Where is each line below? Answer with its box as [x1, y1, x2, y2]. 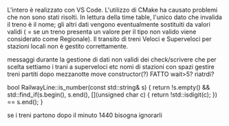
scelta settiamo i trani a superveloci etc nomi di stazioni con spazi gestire [7, 63, 215, 71]
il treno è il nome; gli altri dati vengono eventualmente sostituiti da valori [7, 21, 211, 28]
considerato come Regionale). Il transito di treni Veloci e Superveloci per [7, 35, 212, 43]
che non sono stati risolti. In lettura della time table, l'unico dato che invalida [7, 13, 222, 21]
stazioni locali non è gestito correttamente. [7, 42, 129, 50]
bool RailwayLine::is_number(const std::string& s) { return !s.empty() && [7, 84, 210, 91]
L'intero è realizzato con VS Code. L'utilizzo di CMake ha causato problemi [7, 6, 218, 14]
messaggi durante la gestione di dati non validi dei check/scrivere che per [7, 55, 217, 64]
